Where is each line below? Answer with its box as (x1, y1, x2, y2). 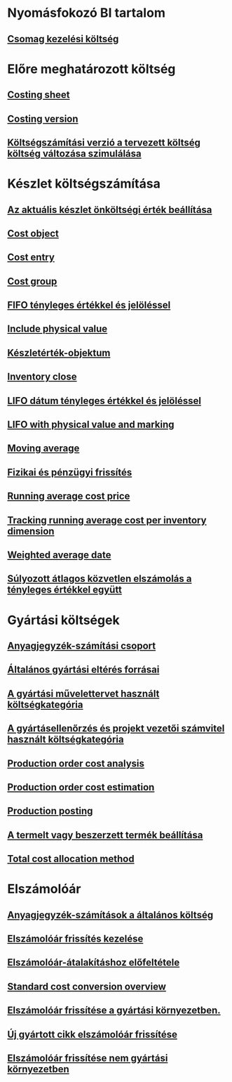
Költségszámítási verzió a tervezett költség (7, 136, 201, 148)
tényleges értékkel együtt (7, 584, 123, 596)
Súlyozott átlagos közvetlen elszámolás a (7, 573, 192, 585)
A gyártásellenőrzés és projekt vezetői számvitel (7, 722, 225, 735)
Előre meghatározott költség (7, 61, 176, 77)
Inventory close (7, 371, 77, 383)
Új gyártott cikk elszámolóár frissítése (7, 1028, 177, 1041)
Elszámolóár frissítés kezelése (7, 933, 144, 945)
